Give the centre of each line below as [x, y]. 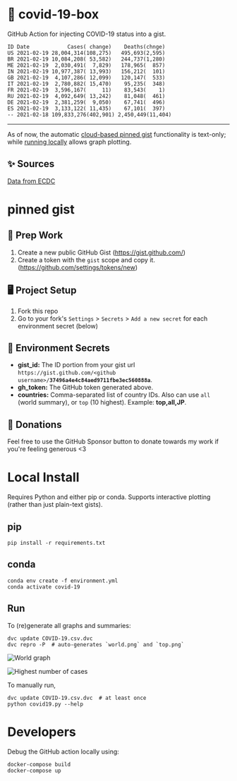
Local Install [43, 478]
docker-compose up [34, 770]
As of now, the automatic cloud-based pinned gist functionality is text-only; [117, 134]
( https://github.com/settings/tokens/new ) [78, 267]
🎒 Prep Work [35, 235]
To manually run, [32, 685]
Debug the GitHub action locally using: [63, 751]
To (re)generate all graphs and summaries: [69, 625]
